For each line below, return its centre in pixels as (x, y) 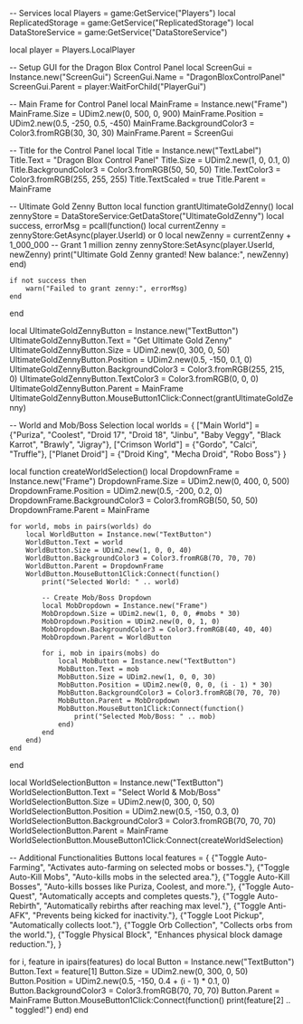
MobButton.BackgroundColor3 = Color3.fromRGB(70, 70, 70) (169, 693)
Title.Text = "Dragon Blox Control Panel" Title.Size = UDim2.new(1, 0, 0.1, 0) (150, 160)
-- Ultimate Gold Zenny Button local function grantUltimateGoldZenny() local (151, 206)
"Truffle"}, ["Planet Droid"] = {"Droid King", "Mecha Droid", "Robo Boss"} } (148, 454)
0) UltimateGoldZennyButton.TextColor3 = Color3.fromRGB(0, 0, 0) (134, 379)
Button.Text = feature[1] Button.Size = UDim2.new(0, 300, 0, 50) (129, 971)
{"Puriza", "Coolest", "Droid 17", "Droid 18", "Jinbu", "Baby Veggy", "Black (146, 435)
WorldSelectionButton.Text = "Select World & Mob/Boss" (115, 792)
